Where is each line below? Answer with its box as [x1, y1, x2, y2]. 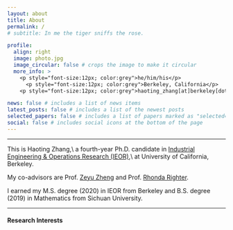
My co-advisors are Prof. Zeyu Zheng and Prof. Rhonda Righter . [7, 173, 189, 181]
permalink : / [7, 23, 45, 30]
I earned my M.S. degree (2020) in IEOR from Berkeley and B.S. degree [7, 186, 211, 195]
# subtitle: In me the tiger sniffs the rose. [7, 29, 144, 37]
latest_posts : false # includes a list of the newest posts [7, 106, 185, 113]
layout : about [7, 10, 49, 17]
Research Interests [7, 216, 63, 224]
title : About [7, 17, 45, 24]
